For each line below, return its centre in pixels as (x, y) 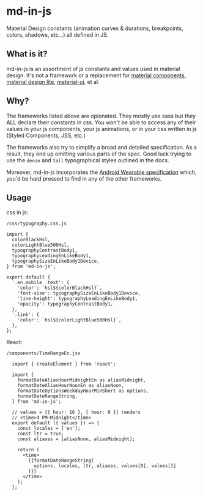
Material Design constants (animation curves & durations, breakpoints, (95, 28)
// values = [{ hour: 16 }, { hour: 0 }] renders (76, 412)
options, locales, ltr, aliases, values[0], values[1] (105, 466)
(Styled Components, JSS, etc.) (46, 135)
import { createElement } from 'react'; (64, 364)
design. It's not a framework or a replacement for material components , (96, 75)
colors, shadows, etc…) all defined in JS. (57, 34)
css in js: (17, 212)
